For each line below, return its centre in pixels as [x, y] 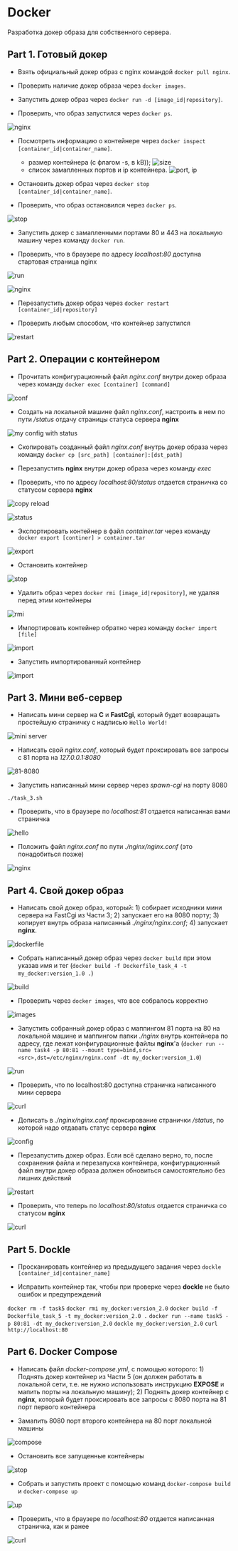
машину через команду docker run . [71, 240]
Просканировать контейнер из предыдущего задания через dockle [119, 1267]
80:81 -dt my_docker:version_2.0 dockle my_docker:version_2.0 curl [116, 1324]
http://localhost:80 [38, 1330]
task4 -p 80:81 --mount [69, 1051]
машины [31, 1428]
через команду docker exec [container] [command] [94, 384]
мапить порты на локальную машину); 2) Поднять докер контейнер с [123, 1391]
